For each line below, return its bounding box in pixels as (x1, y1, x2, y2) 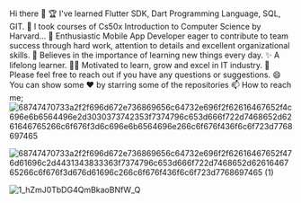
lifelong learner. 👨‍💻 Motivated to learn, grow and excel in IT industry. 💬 (9, 60, 270, 70)
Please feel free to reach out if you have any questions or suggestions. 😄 (9, 69, 281, 80)
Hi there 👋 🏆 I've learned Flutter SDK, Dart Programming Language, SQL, (9, 8, 281, 19)
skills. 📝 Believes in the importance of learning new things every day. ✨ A (9, 49, 280, 60)
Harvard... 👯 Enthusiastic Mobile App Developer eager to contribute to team (9, 31, 289, 41)
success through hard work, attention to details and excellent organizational (9, 40, 290, 50)
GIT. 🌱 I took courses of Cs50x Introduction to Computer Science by (9, 22, 261, 31)
